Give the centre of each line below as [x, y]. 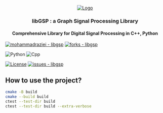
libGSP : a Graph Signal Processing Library [85, 21]
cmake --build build [27, 97]
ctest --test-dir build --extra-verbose [49, 106]
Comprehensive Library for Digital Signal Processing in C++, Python [85, 33]
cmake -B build [21, 92]
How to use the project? [44, 80]
